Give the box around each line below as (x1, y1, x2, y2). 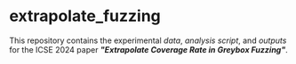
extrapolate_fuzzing (9, 6, 162, 26)
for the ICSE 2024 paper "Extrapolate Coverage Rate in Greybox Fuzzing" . (9, 44, 288, 54)
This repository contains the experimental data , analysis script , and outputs (9, 35, 287, 46)
